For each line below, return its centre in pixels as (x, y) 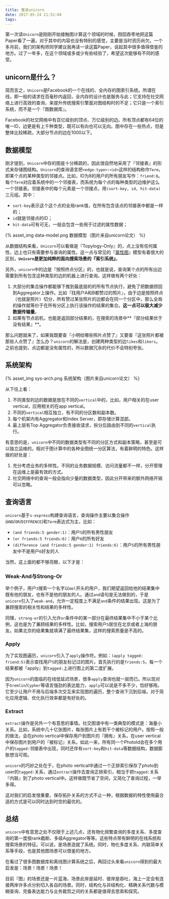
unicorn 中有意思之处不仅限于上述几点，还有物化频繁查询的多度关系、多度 (81, 832)
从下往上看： (18, 389)
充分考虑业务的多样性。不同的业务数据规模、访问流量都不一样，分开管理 (87, 465)
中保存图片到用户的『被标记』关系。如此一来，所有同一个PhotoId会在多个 (81, 742)
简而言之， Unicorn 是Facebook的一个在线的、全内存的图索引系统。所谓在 (81, 90)
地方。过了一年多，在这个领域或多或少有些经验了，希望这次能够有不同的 (80, 53)
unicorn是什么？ (31, 77)
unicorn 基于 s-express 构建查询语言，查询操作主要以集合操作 (67, 515)
